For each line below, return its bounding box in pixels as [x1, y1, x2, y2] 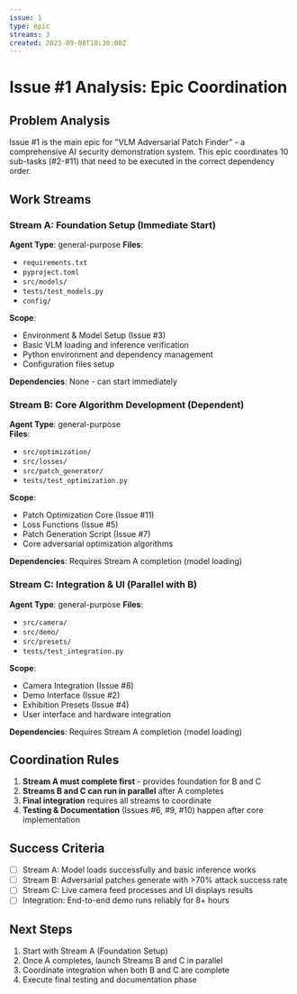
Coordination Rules [9, 752, 120, 767]
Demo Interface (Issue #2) [22, 689, 121, 700]
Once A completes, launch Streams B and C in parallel [22, 955, 223, 966]
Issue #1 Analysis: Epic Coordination [9, 78, 288, 97]
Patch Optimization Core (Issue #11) [22, 510, 155, 521]
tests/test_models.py [22, 287, 103, 296]
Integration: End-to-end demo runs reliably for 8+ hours [22, 895, 229, 906]
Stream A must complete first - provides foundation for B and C [22, 776, 262, 787]
